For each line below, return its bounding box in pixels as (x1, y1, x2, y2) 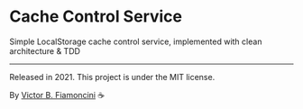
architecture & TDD (9, 45, 81, 56)
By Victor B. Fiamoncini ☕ (9, 89, 106, 100)
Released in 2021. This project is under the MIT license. (9, 71, 216, 82)
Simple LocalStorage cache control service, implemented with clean (9, 36, 262, 47)
